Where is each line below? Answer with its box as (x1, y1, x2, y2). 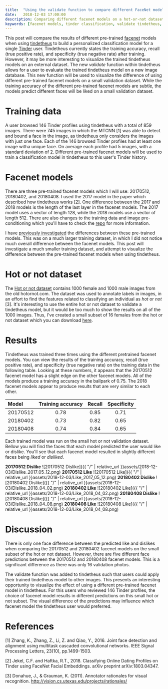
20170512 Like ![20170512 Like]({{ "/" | (61, 469, 142, 475)
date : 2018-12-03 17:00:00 (5, 12, 66, 17)
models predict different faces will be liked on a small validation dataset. (5, 88, 154, 94)
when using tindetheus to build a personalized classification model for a (5, 41, 153, 47)
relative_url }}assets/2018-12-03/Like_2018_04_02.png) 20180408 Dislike (5, 490, 157, 496)
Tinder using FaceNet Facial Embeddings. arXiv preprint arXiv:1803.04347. (5, 663, 159, 669)
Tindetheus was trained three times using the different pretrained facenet (5, 352, 156, 357)
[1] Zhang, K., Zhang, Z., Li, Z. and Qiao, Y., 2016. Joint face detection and (5, 637, 157, 643)
